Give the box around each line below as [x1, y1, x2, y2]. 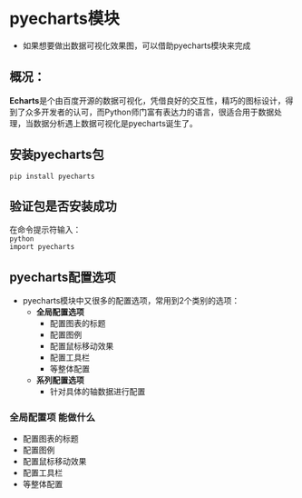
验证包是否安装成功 [9, 198, 117, 214]
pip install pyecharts [9, 172, 95, 181]
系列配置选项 [35, 374, 84, 386]
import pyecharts [9, 243, 75, 252]
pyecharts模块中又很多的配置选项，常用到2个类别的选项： [22, 295, 240, 306]
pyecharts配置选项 [9, 269, 116, 284]
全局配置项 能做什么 [9, 411, 96, 423]
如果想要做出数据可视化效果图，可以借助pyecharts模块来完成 [22, 40, 251, 51]
